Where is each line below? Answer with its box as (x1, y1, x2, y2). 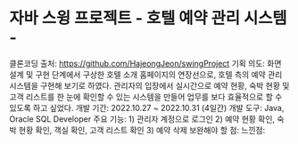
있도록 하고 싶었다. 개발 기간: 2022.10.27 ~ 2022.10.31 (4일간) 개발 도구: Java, (9, 102, 285, 113)
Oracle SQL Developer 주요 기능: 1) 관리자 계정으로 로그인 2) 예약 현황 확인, (9, 113, 275, 124)
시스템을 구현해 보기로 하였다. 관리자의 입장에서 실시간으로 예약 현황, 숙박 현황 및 (9, 80, 290, 91)
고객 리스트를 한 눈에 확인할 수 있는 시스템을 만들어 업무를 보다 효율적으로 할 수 (9, 91, 283, 102)
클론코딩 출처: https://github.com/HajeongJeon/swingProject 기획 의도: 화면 (9, 58, 282, 68)
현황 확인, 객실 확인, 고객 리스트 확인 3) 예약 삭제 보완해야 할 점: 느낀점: (18, 124, 266, 135)
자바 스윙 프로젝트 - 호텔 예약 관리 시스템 (9, 8, 287, 28)
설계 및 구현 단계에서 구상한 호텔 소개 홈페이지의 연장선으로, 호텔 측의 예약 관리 (9, 68, 283, 80)
